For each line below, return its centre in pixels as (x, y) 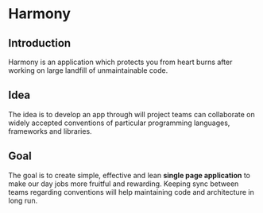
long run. (23, 200)
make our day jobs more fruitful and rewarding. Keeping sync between (124, 184)
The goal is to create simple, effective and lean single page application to (129, 175)
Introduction (40, 43)
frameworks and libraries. (50, 131)
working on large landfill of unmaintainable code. (88, 70)
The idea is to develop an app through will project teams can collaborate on (132, 114)
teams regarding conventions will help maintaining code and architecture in (131, 192)
